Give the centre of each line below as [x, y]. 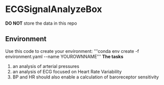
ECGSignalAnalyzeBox [54, 9]
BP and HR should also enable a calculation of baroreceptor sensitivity [86, 77]
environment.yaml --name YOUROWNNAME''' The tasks [64, 56]
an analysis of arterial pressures [46, 66]
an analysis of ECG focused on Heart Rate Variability [67, 71]
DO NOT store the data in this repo [41, 23]
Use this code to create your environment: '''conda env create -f [72, 51]
